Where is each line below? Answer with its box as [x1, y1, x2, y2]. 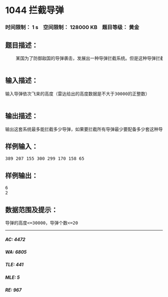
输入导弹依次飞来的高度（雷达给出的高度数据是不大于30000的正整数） [5, 91, 150, 96]
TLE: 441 [5, 262, 24, 268]
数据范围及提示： [5, 206, 58, 214]
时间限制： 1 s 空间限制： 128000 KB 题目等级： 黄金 [5, 24, 139, 31]
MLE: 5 [5, 274, 20, 280]
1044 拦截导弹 [5, 5, 64, 16]
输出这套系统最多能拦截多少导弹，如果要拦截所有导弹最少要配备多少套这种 [5, 126, 158, 132]
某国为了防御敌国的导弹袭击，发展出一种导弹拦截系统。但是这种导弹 [15, 55, 156, 61]
